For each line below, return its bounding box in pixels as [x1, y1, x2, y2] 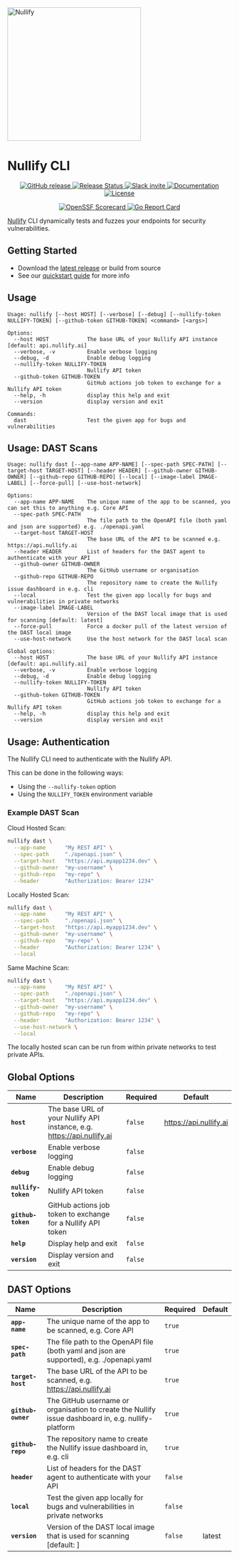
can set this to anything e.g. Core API [7, 505, 129, 512]
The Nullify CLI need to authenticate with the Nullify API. [7, 755, 173, 763]
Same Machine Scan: [7, 963, 70, 971]
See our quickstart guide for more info [17, 271, 130, 280]
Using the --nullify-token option [17, 783, 116, 791]
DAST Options [7, 1283, 71, 1295]
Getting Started [7, 245, 78, 257]
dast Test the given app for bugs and [14, 417, 186, 424]
